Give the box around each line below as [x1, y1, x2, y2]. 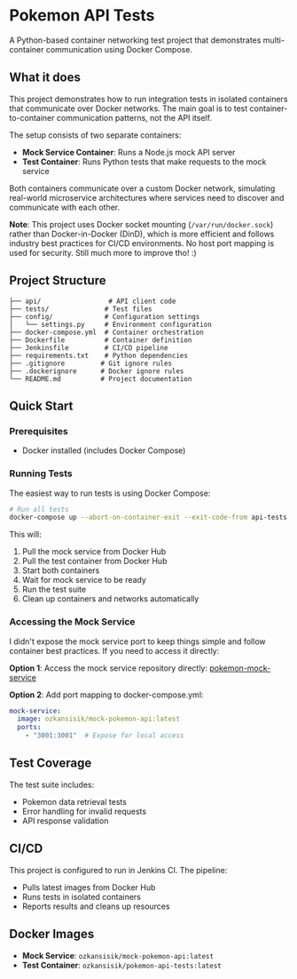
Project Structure [9, 273, 106, 289]
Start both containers [21, 565, 100, 576]
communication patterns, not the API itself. [56, 112, 213, 123]
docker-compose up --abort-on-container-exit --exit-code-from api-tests [9, 513, 288, 522]
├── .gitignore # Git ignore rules [9, 359, 173, 368]
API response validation [21, 815, 109, 826]
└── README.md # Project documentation [9, 374, 192, 383]
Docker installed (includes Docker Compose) [21, 445, 186, 456]
